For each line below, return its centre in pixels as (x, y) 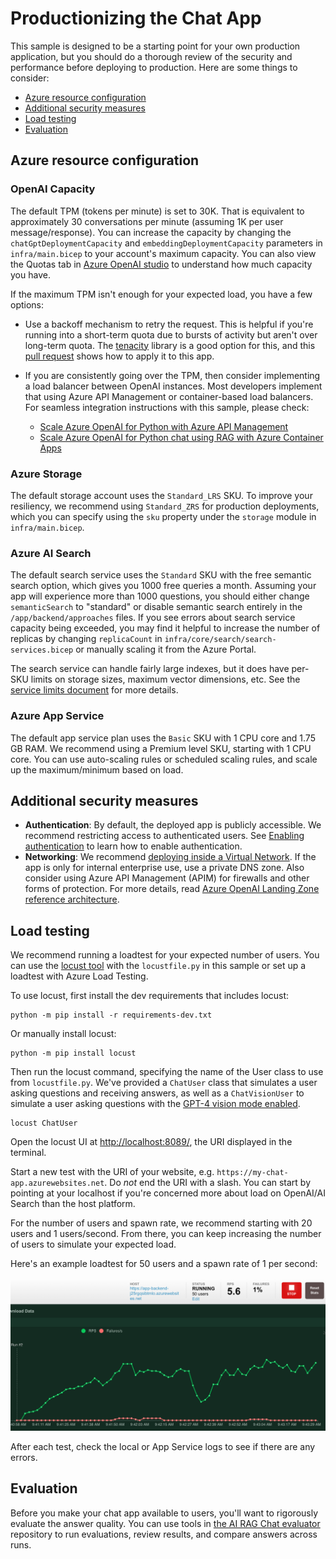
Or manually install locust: (63, 1034)
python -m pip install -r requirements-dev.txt (111, 1015)
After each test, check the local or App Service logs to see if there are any (163, 1446)
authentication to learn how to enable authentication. (133, 846)
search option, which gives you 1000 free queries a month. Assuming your (163, 586)
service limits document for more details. (94, 690)
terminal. (28, 1153)
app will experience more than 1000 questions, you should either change (160, 596)
